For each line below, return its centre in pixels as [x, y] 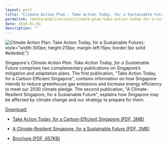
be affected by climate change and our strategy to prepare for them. [75, 100]
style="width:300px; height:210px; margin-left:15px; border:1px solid [75, 48]
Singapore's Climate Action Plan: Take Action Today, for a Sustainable [78, 63]
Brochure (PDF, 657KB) [36, 139]
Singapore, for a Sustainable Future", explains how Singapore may [91, 95]
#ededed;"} [17, 53]
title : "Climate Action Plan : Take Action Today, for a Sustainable [79, 14]
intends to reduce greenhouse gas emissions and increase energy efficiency [83, 84]
